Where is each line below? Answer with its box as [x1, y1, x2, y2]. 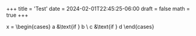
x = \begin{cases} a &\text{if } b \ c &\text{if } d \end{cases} [6, 23, 155, 30]
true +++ [6, 11, 29, 19]
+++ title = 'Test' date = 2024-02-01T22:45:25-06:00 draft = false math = [6, 5, 191, 12]
